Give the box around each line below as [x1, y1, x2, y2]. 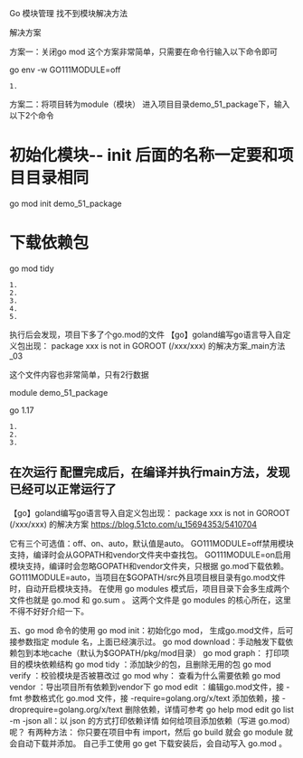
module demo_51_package [9, 387, 109, 398]
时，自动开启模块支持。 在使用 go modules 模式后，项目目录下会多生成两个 [9, 583, 290, 594]
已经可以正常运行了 [9, 482, 117, 497]
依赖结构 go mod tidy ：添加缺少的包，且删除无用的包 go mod [40, 659, 271, 669]
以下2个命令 [9, 110, 54, 120]
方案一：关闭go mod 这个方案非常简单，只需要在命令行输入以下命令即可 [9, 46, 279, 57]
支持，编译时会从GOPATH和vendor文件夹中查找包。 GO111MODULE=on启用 [9, 549, 291, 560]
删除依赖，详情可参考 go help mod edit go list [125, 704, 294, 715]
